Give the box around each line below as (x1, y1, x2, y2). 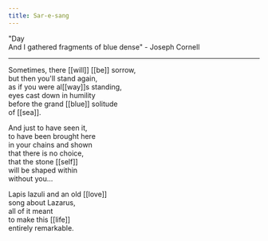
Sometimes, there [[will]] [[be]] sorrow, (8, 65, 136, 74)
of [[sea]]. (8, 107, 41, 117)
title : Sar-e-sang (8, 11, 69, 20)
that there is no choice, (8, 148, 84, 158)
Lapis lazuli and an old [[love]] (8, 189, 108, 199)
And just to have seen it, (8, 123, 88, 132)
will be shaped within (8, 165, 78, 175)
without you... (8, 173, 53, 184)
